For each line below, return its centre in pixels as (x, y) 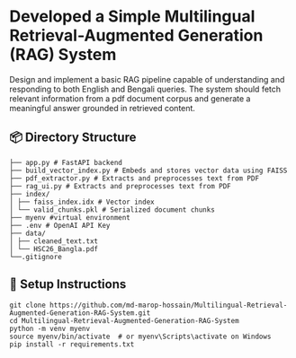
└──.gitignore (36, 257)
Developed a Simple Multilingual (132, 17)
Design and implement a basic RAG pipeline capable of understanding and (147, 79)
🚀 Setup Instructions (68, 284)
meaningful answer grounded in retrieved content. (103, 108)
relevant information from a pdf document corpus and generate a (130, 98)
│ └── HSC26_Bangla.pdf (54, 249)
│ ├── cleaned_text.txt (54, 241)
